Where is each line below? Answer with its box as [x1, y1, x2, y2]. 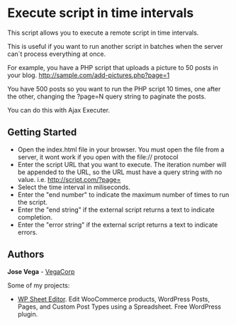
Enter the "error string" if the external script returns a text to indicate [17, 220, 218, 229]
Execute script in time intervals [7, 5, 194, 21]
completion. [17, 212, 53, 221]
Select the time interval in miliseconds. [17, 183, 131, 191]
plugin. [17, 309, 38, 318]
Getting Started [7, 126, 77, 139]
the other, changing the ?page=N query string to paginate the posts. [7, 92, 207, 101]
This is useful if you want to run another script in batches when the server [7, 42, 223, 50]
